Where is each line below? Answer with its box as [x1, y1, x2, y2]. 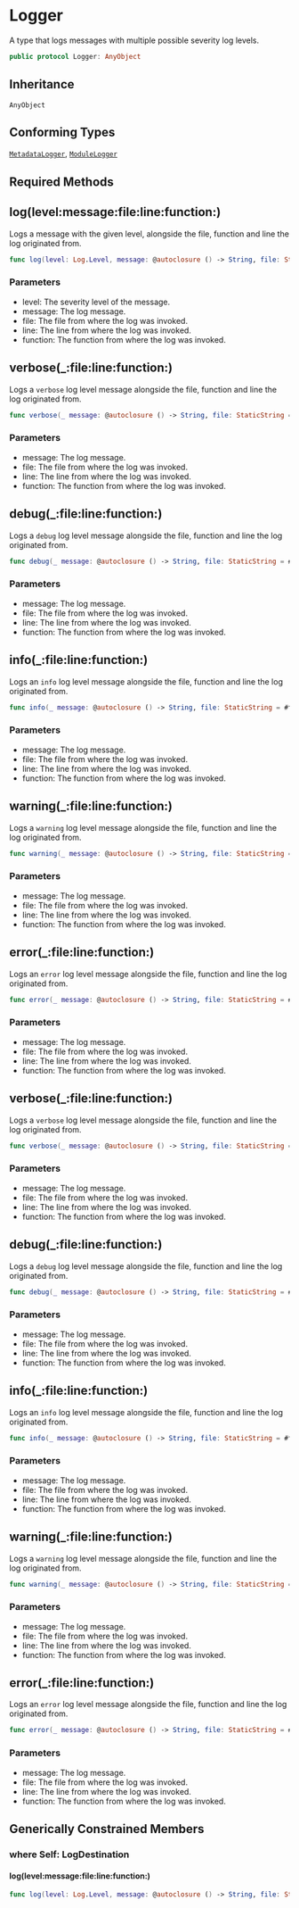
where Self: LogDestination [9, 1848, 130, 1861]
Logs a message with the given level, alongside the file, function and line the [9, 228, 289, 239]
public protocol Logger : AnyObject [9, 52, 141, 61]
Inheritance [9, 77, 75, 92]
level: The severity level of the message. [21, 296, 171, 307]
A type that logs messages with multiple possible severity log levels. [9, 35, 260, 46]
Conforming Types [9, 125, 116, 140]
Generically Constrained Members [9, 1821, 205, 1837]
